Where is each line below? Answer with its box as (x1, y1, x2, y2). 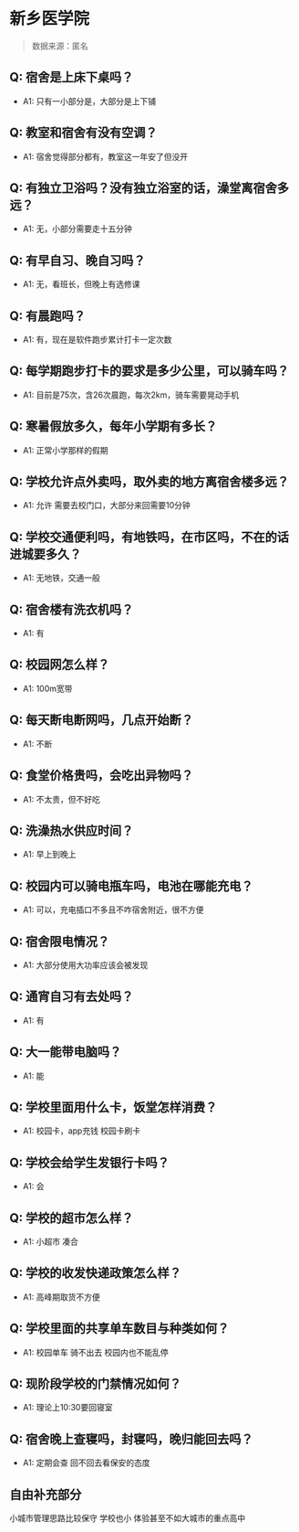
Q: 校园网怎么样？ (9, 657, 110, 673)
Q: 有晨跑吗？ (9, 308, 87, 324)
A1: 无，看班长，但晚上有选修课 (22, 279, 140, 290)
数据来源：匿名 (31, 40, 88, 51)
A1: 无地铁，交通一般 (22, 572, 100, 583)
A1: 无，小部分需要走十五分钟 (22, 223, 132, 234)
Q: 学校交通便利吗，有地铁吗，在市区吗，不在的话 (9, 529, 290, 545)
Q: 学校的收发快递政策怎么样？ (9, 1265, 182, 1281)
